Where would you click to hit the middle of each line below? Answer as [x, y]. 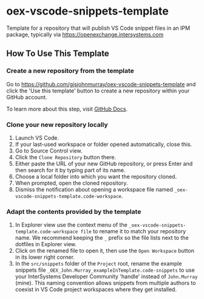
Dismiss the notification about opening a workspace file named [94, 189]
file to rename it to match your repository [133, 232]
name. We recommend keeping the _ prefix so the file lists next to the [102, 238]
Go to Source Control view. [49, 151]
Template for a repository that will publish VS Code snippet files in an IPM [98, 28]
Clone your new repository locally [57, 125]
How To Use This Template [58, 54]
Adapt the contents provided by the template [74, 211]
